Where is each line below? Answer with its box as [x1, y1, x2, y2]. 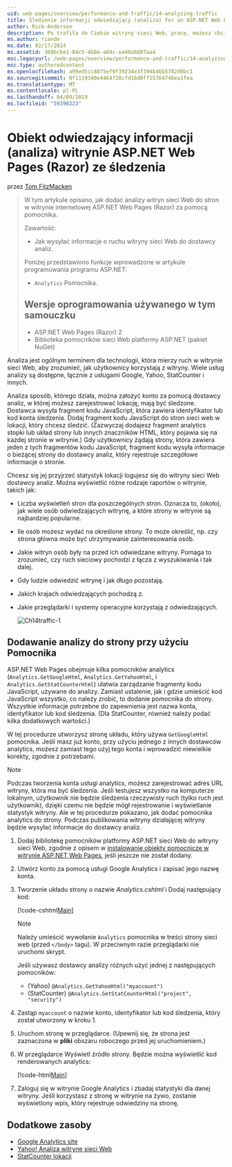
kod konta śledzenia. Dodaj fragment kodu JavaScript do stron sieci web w [7, 413, 220, 422]
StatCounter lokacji [17, 1152, 72, 1161]
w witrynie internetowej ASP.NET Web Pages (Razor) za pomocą [23, 203, 209, 211]
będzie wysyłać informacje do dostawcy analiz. [7, 823, 142, 831]
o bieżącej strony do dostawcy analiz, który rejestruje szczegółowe [7, 450, 198, 459]
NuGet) [34, 342, 55, 351]
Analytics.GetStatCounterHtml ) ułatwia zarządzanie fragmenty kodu [7, 680, 202, 688]
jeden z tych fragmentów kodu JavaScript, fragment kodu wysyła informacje [7, 443, 225, 451]
